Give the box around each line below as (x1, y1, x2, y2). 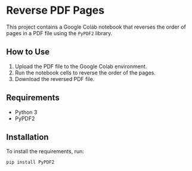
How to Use (6, 47, 50, 57)
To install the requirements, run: (6, 148, 85, 155)
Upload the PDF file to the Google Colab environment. (14, 63, 147, 70)
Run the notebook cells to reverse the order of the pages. (14, 69, 156, 76)
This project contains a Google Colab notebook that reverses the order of (6, 23, 186, 30)
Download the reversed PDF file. (14, 75, 95, 82)
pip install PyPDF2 (6, 159, 55, 166)
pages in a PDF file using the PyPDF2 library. (6, 29, 113, 36)
